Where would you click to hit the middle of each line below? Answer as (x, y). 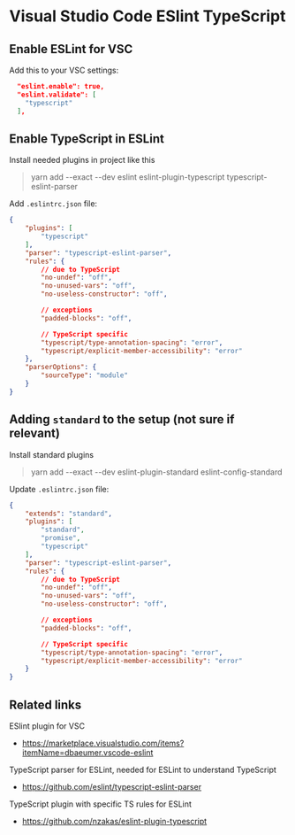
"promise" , (61, 538)
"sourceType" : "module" (84, 375)
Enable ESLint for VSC (71, 49)
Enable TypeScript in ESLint (87, 139)
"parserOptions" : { (61, 367)
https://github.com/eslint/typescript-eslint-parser (111, 786)
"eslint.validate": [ (57, 95)
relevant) (34, 433)
